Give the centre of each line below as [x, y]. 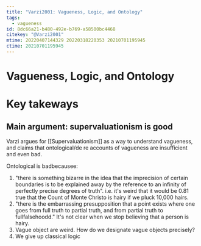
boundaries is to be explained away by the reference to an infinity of [101, 184]
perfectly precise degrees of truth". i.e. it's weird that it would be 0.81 [102, 191]
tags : [13, 18]
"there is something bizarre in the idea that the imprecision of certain [101, 178]
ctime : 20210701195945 [35, 46]
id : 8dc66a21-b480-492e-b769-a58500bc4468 [61, 29]
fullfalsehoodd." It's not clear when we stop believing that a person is [102, 217]
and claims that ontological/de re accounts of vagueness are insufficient [97, 148]
